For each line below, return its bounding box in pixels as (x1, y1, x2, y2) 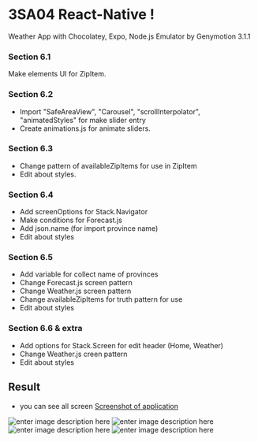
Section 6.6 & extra (8, 323, 83, 334)
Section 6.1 (8, 51, 51, 62)
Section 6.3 (8, 143, 54, 154)
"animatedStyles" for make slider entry (19, 115, 146, 124)
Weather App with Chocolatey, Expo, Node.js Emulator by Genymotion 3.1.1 (8, 32, 251, 41)
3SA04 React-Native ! (8, 6, 155, 24)
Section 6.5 (8, 252, 54, 263)
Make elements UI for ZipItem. (8, 69, 107, 79)
